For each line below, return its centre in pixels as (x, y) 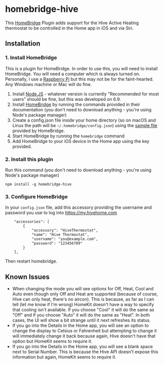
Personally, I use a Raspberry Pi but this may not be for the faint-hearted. (80, 79)
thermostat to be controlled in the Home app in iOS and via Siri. (69, 28)
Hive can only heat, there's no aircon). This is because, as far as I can (83, 299)
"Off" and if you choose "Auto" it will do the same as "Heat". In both (81, 315)
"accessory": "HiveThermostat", (65, 230)
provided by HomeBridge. (39, 131)
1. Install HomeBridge (31, 58)
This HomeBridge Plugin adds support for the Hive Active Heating (72, 23)
